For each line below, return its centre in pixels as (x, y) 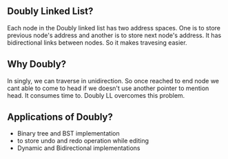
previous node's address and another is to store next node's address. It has (114, 35)
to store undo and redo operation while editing (83, 141)
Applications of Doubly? (60, 117)
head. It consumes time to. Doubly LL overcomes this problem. (96, 95)
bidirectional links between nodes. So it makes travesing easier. (97, 42)
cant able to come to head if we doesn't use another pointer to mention (108, 88)
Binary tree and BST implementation (68, 134)
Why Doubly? (37, 64)
